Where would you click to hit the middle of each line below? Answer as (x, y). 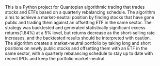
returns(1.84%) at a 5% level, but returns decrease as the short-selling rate (80, 33)
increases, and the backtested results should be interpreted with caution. (78, 38)
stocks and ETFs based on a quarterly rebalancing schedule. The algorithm (80, 12)
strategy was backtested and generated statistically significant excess (75, 28)
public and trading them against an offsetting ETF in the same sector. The (78, 22)
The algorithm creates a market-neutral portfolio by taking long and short (78, 43)
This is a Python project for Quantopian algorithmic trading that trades (75, 7)
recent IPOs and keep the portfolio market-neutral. (55, 58)
